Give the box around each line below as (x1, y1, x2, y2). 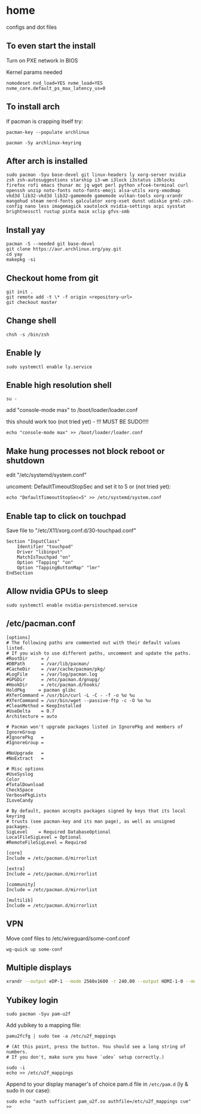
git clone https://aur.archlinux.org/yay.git (6, 246, 121, 252)
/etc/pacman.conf (6, 619, 76, 629)
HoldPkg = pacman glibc (6, 687, 77, 693)
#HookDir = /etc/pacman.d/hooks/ (6, 682, 100, 688)
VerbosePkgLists (6, 792, 47, 798)
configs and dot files (6, 23, 57, 31)
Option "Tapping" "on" (17, 560, 74, 566)
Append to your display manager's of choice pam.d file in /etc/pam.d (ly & (6, 1080, 188, 1088)
